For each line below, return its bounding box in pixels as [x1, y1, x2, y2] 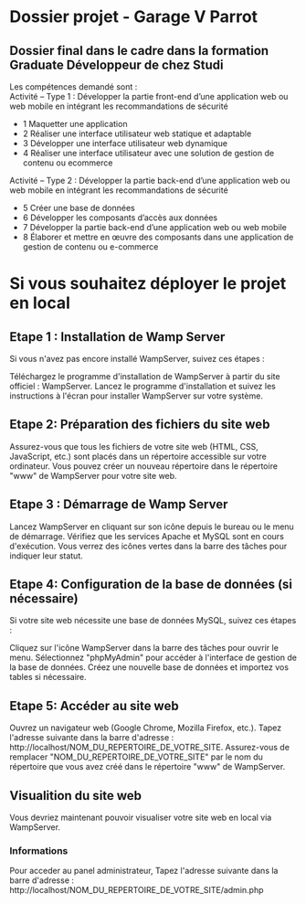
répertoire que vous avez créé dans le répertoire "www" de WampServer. [9, 761, 286, 772]
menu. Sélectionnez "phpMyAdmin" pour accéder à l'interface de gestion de [9, 652, 297, 664]
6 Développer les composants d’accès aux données [22, 212, 217, 223]
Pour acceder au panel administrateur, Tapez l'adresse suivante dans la [9, 866, 279, 877]
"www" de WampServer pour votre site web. [9, 470, 177, 481]
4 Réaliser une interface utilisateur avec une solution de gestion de [22, 148, 275, 158]
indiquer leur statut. [9, 550, 84, 561]
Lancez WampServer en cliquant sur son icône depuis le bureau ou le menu [9, 521, 294, 532]
